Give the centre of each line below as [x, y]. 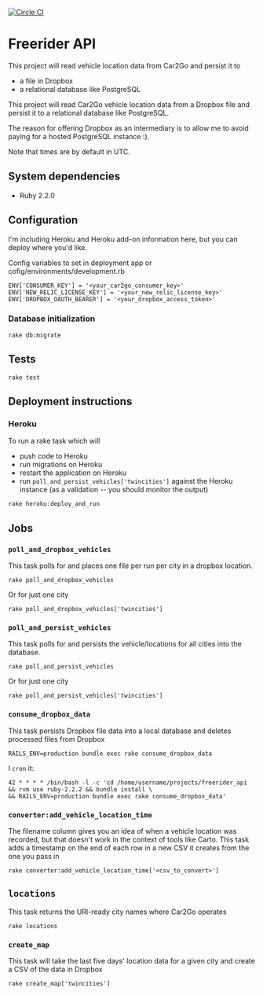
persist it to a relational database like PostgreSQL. [89, 112]
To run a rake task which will [54, 441]
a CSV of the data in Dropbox [55, 969]
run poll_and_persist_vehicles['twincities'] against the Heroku [126, 481]
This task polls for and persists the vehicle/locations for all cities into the [125, 644]
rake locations [33, 926]
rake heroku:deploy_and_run [54, 504]
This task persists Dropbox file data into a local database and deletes [120, 731]
